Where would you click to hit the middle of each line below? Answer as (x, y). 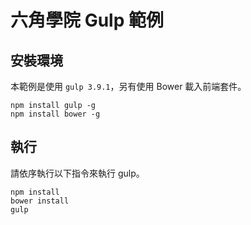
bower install (40, 201)
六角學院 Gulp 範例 (87, 20)
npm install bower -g (55, 114)
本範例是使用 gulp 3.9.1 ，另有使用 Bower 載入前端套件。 (128, 86)
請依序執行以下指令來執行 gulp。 (77, 173)
